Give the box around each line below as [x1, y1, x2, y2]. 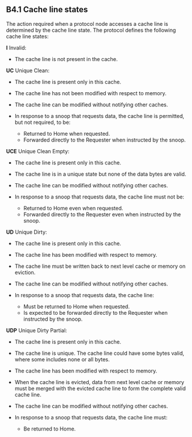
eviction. [14, 268, 36, 275]
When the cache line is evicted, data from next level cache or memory [14, 378, 184, 385]
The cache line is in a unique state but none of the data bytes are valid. [14, 170, 187, 177]
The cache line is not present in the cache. [14, 55, 118, 62]
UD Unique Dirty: [6, 228, 48, 236]
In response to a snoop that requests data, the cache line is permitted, [14, 112, 185, 119]
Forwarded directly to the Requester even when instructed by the [23, 211, 181, 218]
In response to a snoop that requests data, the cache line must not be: [14, 193, 185, 200]
